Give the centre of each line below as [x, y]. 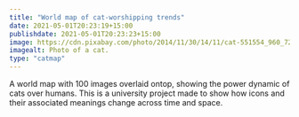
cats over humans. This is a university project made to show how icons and [147, 93]
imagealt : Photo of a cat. [59, 51]
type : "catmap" [37, 58]
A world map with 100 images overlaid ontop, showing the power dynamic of [149, 84]
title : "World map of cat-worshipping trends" [97, 17]
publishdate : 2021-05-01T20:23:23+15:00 [85, 34]
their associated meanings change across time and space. [116, 102]
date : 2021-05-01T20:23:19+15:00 [71, 26]
